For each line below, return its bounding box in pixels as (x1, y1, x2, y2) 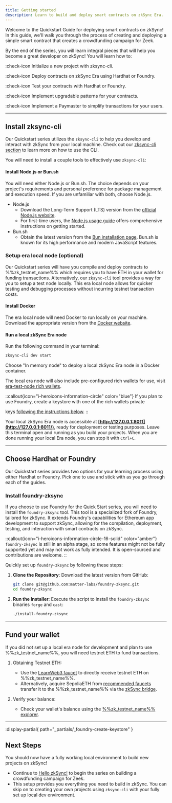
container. (5, 368, 27, 374)
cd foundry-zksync (12, 587, 52, 592)
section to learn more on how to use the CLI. (5, 147, 99, 153)
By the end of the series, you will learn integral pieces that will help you (5, 47, 156, 53)
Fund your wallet (5, 631, 60, 639)
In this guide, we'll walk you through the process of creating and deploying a (5, 32, 167, 38)
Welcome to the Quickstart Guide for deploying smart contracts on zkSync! (5, 26, 164, 32)
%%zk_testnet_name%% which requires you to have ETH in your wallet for (5, 269, 164, 275)
